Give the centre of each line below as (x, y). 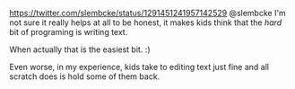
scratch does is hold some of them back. (85, 76)
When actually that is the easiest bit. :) (80, 49)
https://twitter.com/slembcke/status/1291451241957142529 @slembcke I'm (148, 13)
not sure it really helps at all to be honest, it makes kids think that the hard (146, 22)
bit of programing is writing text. (69, 32)
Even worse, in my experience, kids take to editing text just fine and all (139, 67)
